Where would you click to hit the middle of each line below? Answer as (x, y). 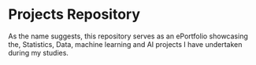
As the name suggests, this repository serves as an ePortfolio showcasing (128, 36)
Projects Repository (74, 14)
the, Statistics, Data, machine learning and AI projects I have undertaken (125, 44)
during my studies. (39, 52)
